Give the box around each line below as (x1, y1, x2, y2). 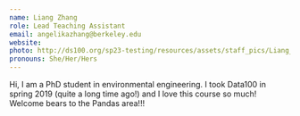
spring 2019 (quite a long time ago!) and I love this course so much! (9, 88, 257, 99)
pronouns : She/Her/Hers (9, 54, 98, 63)
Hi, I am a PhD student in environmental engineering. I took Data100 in (9, 79, 266, 89)
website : (9, 37, 42, 47)
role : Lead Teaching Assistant (9, 21, 126, 30)
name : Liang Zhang (9, 12, 78, 22)
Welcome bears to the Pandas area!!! (9, 98, 146, 108)
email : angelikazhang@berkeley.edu (9, 29, 142, 38)
